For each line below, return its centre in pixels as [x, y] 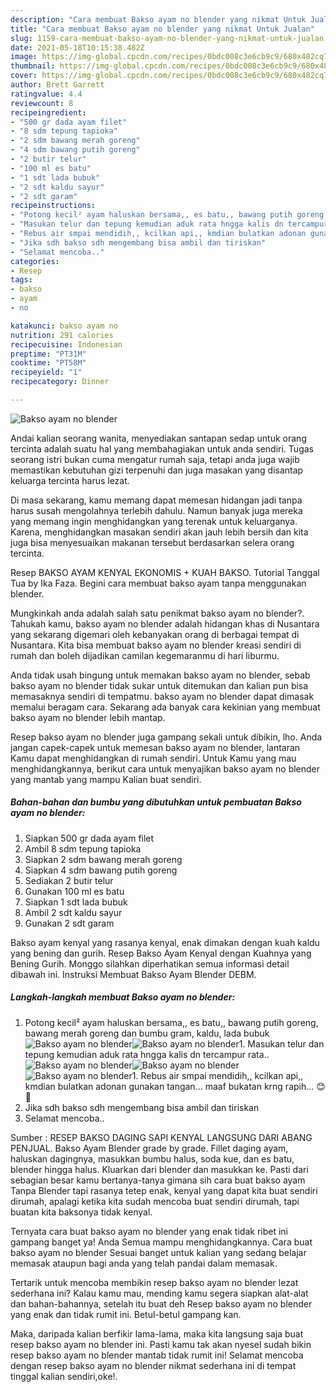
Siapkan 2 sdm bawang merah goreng [103, 859]
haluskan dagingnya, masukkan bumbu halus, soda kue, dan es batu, [152, 1158]
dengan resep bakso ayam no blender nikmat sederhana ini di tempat [153, 1365]
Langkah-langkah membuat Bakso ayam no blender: [123, 997]
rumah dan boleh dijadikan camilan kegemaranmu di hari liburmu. [145, 655]
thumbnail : [33, 66]
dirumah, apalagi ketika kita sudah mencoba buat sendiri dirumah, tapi [155, 1201]
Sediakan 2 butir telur [69, 880]
